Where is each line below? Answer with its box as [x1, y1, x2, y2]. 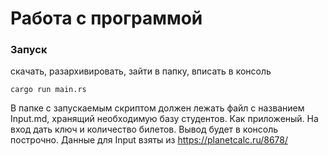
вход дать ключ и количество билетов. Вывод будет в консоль [10, 123, 279, 136]
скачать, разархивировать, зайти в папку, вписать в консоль [10, 65, 272, 77]
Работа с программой [10, 7, 203, 30]
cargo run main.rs [10, 85, 87, 95]
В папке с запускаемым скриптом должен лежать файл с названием [10, 102, 305, 114]
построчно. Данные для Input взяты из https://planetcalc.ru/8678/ [10, 134, 289, 146]
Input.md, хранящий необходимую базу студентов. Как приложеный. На [10, 113, 319, 125]
